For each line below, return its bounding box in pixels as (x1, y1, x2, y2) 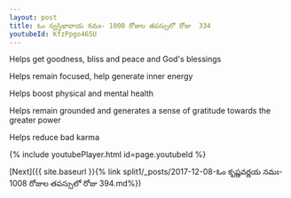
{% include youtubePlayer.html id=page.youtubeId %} (9, 149, 207, 160)
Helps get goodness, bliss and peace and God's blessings (9, 54, 222, 65)
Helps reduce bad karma (9, 132, 100, 143)
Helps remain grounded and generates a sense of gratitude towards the (9, 106, 271, 116)
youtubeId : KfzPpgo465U (9, 29, 98, 38)
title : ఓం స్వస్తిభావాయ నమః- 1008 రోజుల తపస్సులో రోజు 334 (9, 21, 211, 30)
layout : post (9, 12, 58, 22)
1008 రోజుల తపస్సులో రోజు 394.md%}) (9, 178, 142, 189)
